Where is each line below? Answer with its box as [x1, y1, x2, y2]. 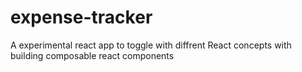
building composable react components [10, 49, 175, 61]
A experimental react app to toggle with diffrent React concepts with [10, 39, 292, 51]
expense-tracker [10, 6, 153, 29]
